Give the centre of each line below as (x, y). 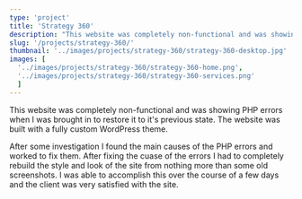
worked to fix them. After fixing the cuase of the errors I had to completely (147, 156)
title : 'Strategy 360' (52, 26)
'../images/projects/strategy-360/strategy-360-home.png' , (130, 68)
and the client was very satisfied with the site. (94, 184)
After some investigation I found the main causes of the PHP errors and (141, 146)
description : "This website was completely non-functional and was (138, 34)
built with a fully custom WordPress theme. (89, 129)
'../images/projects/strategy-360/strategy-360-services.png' (136, 76)
